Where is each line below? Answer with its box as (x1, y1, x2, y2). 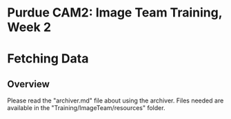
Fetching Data (7, 51, 89, 67)
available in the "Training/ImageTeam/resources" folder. (7, 104, 165, 112)
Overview (7, 78, 50, 90)
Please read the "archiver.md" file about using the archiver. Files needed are (7, 96, 224, 105)
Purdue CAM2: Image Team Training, (7, 5, 223, 21)
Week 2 (7, 19, 52, 35)
